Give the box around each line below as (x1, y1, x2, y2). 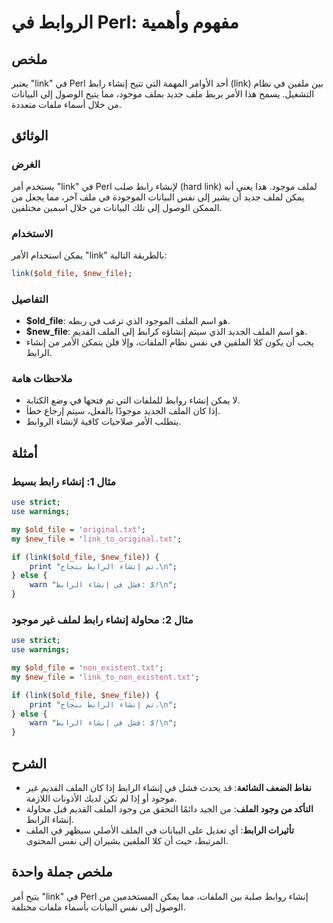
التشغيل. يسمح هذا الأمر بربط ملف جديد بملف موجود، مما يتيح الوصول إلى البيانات (11, 88, 315, 100)
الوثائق (11, 127, 49, 145)
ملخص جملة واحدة (11, 864, 113, 881)
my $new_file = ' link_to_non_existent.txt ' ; (11, 672, 200, 682)
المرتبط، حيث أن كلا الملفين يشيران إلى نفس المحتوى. (25, 835, 229, 846)
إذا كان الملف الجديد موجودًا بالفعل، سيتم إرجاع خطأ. (25, 405, 221, 417)
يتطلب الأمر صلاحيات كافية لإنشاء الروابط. (25, 416, 182, 428)
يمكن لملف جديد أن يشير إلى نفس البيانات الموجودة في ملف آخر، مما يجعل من (11, 191, 305, 203)
